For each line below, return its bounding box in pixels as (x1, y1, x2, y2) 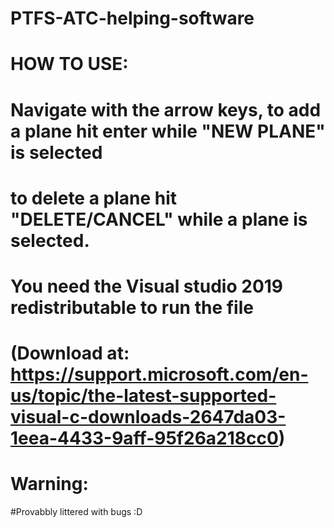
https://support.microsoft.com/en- (10, 363, 309, 386)
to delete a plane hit (10, 187, 178, 209)
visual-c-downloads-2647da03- (10, 406, 287, 429)
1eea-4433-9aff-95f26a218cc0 (10, 427, 279, 450)
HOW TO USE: (10, 53, 129, 76)
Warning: (10, 473, 89, 496)
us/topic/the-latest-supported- (10, 385, 277, 407)
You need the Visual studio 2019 (10, 275, 284, 297)
